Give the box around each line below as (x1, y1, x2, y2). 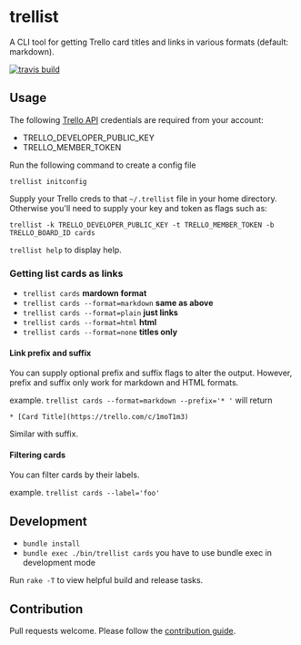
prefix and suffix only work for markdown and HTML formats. (9, 377, 239, 388)
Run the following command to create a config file (9, 159, 196, 170)
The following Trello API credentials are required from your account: (9, 114, 264, 125)
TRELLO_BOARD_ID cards (9, 228, 95, 238)
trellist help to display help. (9, 244, 123, 255)
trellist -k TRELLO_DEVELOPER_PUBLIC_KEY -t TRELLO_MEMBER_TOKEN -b (9, 220, 275, 230)
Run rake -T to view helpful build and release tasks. (9, 575, 204, 586)
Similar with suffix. (9, 428, 79, 439)
